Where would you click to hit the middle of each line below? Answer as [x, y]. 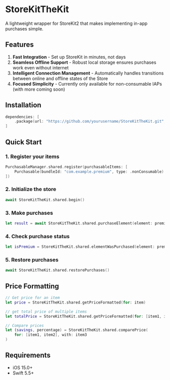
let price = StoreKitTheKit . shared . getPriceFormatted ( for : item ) [75, 302]
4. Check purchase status [37, 236]
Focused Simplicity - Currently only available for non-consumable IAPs [87, 84]
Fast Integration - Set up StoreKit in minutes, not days [69, 57]
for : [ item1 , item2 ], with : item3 [51, 335]
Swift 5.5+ [23, 373]
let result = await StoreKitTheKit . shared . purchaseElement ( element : [79, 223]
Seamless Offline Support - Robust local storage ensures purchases [84, 62]
